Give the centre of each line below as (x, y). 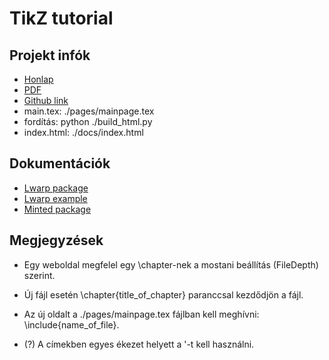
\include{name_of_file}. (71, 324)
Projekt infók (50, 55)
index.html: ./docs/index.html (83, 132)
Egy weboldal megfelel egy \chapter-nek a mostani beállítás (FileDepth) (171, 264)
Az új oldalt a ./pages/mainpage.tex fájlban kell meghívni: (141, 314)
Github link (46, 100)
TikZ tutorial (61, 18)
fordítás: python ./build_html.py (88, 121)
